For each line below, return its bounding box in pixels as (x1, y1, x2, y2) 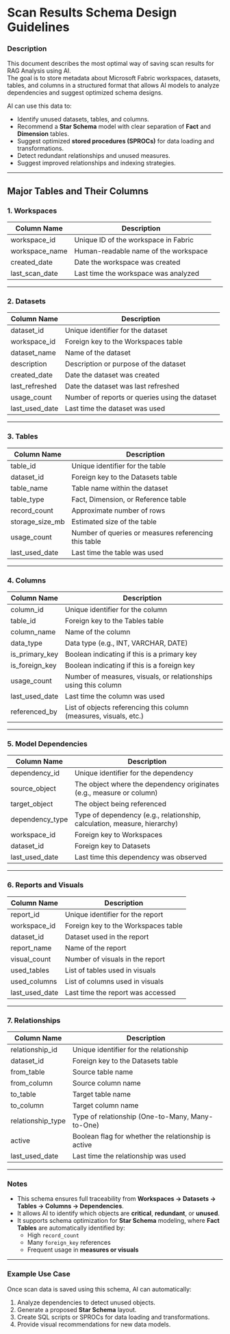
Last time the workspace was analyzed (74, 269, 200, 279)
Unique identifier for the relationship (72, 1044, 189, 1054)
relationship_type (10, 1116, 66, 1125)
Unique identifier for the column (64, 605, 168, 615)
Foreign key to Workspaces (74, 830, 163, 840)
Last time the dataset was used (64, 403, 166, 413)
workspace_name (10, 246, 68, 256)
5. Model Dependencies (7, 739, 88, 749)
